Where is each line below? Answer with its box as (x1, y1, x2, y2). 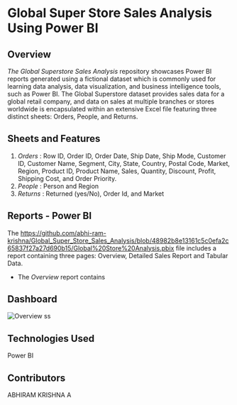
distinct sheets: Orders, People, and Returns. (7, 112, 138, 121)
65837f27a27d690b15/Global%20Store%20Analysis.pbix (7, 243, 175, 253)
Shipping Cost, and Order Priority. (17, 174, 117, 182)
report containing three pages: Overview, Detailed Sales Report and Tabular (7, 251, 228, 260)
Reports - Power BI (7, 210, 92, 222)
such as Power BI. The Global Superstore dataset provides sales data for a (7, 90, 225, 98)
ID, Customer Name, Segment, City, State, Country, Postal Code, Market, (17, 159, 231, 167)
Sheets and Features (7, 133, 101, 145)
